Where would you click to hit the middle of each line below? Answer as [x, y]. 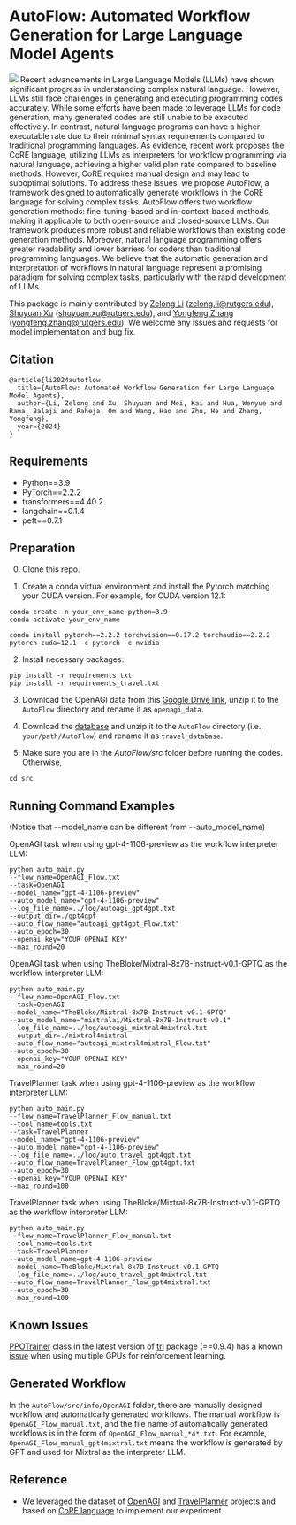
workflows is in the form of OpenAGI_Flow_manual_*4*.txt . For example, [138, 1433]
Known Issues [49, 1325]
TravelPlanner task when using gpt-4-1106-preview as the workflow [133, 1083]
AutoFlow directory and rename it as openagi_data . [113, 709]
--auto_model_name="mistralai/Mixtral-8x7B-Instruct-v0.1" [120, 1021]
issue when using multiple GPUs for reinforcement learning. [118, 1356]
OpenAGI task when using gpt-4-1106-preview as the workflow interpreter [144, 844]
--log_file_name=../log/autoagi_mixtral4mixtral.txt [108, 1028]
